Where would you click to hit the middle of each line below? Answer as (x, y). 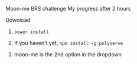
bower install (31, 32)
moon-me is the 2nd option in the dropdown (68, 55)
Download (18, 20)
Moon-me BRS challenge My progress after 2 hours (68, 9)
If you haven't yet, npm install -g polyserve (68, 43)
